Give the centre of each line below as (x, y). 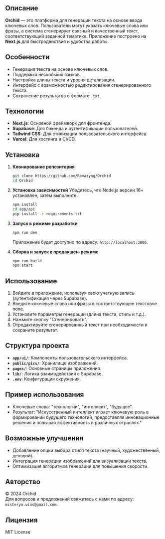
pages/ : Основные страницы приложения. (57, 368)
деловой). (23, 455)
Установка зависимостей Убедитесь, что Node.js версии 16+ (78, 190)
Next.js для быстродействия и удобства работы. (57, 41)
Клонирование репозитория (43, 167)
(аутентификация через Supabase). (50, 298)
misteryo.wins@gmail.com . (32, 504)
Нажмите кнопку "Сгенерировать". (50, 320)
